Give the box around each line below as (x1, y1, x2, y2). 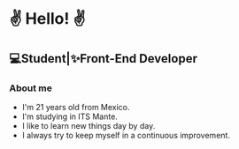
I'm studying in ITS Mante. (21, 111, 118, 122)
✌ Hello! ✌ (9, 9, 86, 29)
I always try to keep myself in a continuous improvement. (21, 130, 230, 140)
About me (9, 82, 53, 94)
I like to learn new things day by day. (21, 120, 156, 130)
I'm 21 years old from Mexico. (21, 101, 130, 112)
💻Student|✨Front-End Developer (9, 51, 197, 66)
